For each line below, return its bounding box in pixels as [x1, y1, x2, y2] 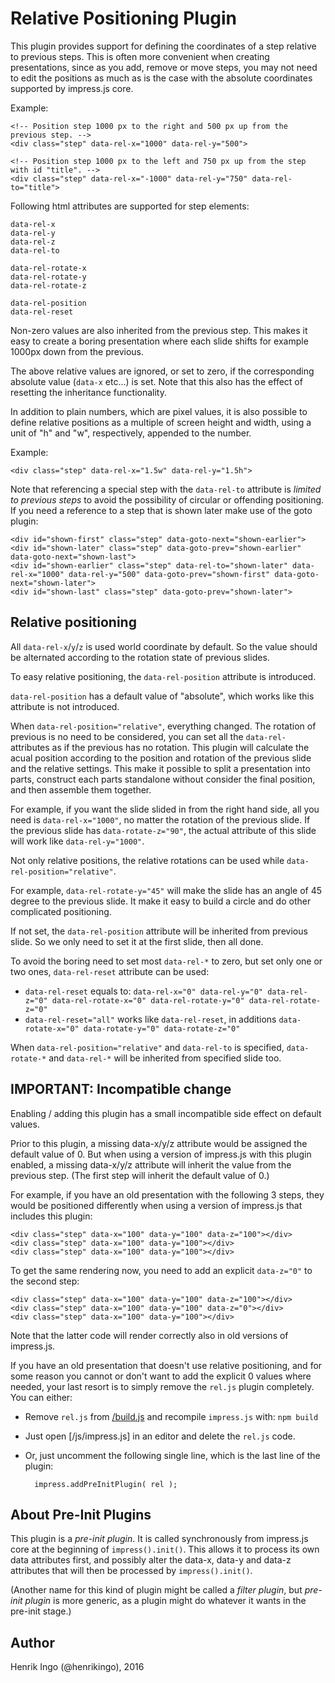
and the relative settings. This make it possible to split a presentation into [10, 762, 311, 774]
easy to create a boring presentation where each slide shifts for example [10, 335, 309, 347]
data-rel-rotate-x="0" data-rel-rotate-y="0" [51, 995, 245, 1006]
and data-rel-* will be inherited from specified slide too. [48, 1052, 282, 1064]
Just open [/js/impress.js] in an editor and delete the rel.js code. [24, 1430, 296, 1442]
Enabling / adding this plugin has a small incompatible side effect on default [10, 1107, 322, 1119]
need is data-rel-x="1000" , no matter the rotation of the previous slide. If [10, 813, 311, 826]
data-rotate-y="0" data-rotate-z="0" [83, 1023, 241, 1034]
